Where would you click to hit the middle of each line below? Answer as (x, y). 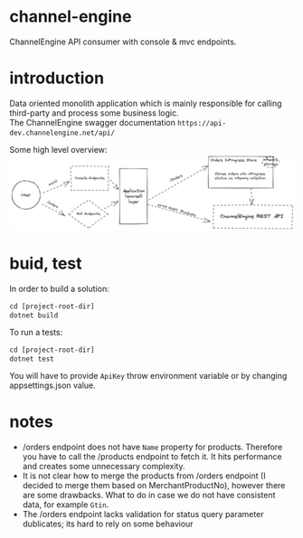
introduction (57, 78)
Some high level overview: (58, 149)
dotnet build (34, 315)
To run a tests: (36, 332)
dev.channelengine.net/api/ (62, 133)
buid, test (46, 263)
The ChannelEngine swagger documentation (93, 122)
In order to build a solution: (60, 288)
